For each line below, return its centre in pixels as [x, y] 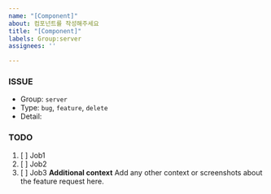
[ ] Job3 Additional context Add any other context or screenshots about [141, 172]
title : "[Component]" [45, 31]
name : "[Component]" [44, 16]
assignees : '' [33, 46]
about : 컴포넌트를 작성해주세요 [54, 24]
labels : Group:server [45, 39]
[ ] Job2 [33, 164]
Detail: [31, 116]
